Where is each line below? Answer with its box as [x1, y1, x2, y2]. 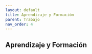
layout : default [5, 7, 40, 13]
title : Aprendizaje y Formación [5, 12, 74, 17]
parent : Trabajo [5, 17, 40, 22]
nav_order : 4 [5, 21, 33, 27]
